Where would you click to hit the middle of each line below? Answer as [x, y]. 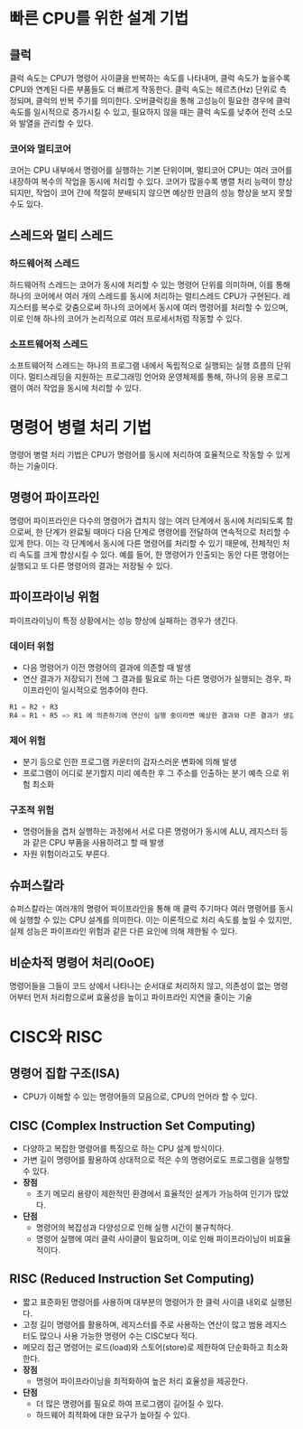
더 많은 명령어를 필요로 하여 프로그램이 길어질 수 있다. [129, 1403]
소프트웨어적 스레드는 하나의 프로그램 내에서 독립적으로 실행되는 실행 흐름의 [142, 366]
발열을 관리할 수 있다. [56, 123]
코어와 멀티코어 [41, 148]
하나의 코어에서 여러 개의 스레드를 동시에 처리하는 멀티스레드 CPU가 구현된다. [145, 295]
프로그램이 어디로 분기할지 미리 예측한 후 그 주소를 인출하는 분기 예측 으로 [151, 773]
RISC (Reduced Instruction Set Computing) [132, 1279]
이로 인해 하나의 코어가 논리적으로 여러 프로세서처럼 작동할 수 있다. [126, 318]
